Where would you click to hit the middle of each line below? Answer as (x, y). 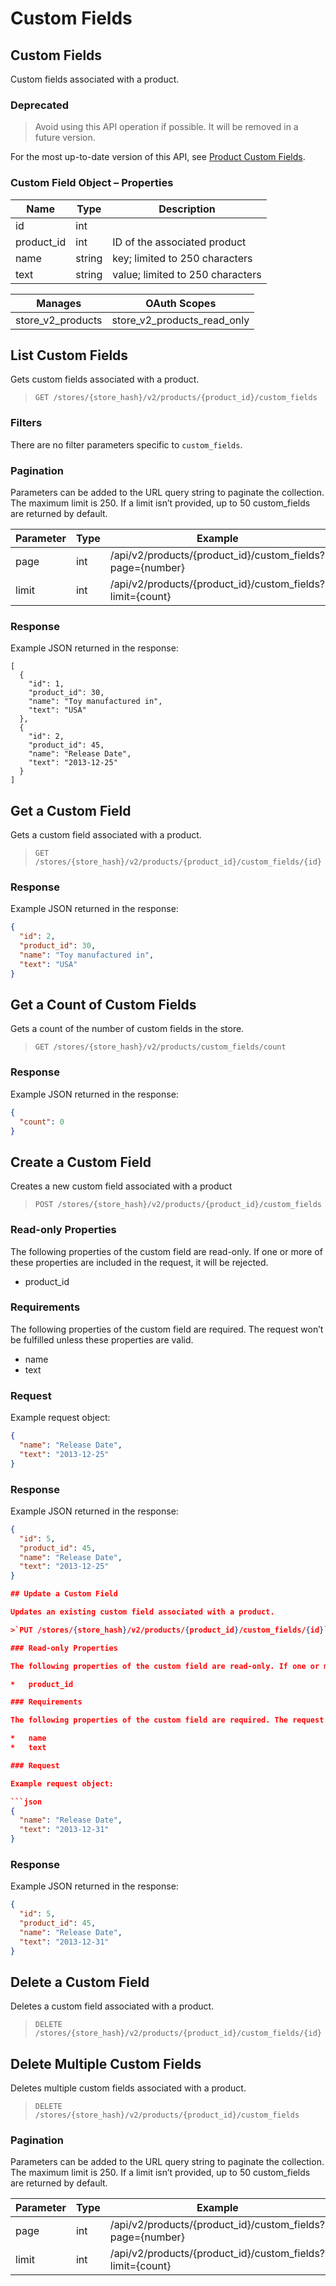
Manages (59, 303)
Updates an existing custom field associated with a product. (142, 1612)
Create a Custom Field (81, 1162)
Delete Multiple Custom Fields (106, 2063)
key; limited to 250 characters (182, 258)
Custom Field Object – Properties (92, 183)
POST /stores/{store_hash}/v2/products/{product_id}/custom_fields (178, 1205)
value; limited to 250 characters (187, 274)
